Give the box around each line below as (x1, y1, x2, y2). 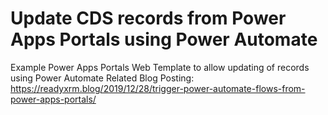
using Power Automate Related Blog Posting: (10, 72, 195, 84)
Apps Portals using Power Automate (10, 28, 318, 51)
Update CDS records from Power (10, 7, 287, 30)
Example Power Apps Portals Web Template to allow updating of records (10, 61, 310, 73)
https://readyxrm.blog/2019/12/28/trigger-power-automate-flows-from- (10, 82, 306, 94)
